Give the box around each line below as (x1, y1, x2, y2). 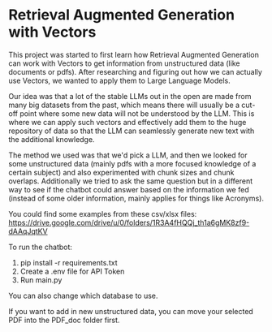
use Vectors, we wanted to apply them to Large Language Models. (8, 75, 231, 85)
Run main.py (19, 274, 63, 285)
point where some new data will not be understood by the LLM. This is (19, 108, 255, 119)
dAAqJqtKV (8, 226, 48, 236)
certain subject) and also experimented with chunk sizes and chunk (8, 167, 235, 177)
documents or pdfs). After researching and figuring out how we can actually (8, 67, 262, 76)
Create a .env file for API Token (19, 266, 125, 276)
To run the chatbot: (8, 242, 73, 252)
